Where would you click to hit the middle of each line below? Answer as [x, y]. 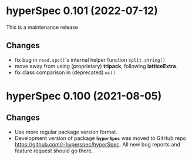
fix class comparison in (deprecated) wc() [65, 72]
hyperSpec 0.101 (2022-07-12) [82, 11]
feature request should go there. [54, 151]
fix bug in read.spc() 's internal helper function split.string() [90, 59]
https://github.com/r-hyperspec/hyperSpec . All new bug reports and [97, 144]
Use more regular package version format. [66, 132]
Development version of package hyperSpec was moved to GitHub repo [100, 138]
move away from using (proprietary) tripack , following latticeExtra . [96, 66]
